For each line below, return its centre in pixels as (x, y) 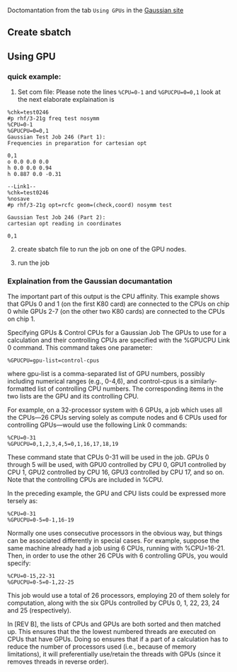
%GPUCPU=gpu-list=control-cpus (53, 361)
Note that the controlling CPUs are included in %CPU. (86, 480)
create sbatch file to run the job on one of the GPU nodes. (102, 249)
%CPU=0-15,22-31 (31, 576)
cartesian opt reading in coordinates (64, 224)
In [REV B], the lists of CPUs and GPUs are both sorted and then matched (114, 624)
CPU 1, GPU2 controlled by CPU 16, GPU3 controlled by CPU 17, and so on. (116, 472)
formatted (22, 389)
